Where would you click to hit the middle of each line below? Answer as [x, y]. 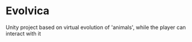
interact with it [23, 33]
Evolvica [27, 11]
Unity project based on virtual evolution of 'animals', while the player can [96, 27]
